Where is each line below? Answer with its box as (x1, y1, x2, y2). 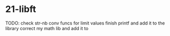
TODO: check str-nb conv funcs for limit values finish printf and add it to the (5, 20, 165, 26)
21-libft (5, 3, 36, 15)
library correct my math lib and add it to (5, 25, 88, 31)
